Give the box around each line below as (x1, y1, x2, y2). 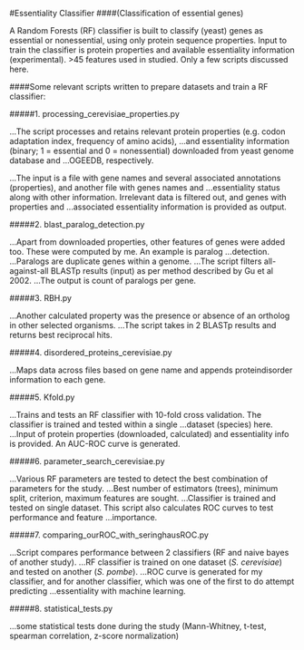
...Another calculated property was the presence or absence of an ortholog (9, 310, 290, 321)
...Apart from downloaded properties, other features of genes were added (9, 237, 286, 247)
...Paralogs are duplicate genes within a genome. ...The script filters (9, 256, 262, 267)
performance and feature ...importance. (9, 512, 158, 522)
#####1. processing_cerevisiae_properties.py (9, 109, 180, 119)
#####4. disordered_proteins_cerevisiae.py (9, 347, 172, 357)
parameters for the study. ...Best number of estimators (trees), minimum (9, 483, 279, 493)
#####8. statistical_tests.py (9, 603, 113, 614)
